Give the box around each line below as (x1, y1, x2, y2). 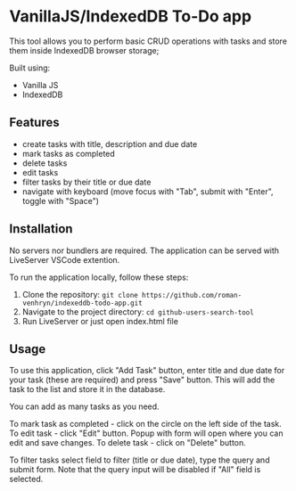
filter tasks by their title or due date (21, 176, 152, 187)
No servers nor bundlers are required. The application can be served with (9, 245, 279, 256)
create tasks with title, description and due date (21, 138, 198, 149)
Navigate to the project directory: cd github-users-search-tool (21, 306, 254, 317)
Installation (9, 221, 73, 237)
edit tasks (21, 167, 59, 177)
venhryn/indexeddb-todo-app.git (21, 299, 143, 307)
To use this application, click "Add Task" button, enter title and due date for (9, 365, 285, 376)
